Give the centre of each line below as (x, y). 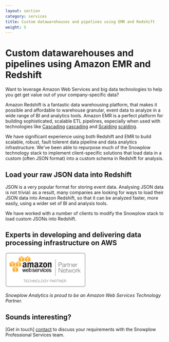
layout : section (23, 11)
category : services (26, 16)
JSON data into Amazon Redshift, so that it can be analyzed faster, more (82, 198)
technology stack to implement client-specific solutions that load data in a (83, 153)
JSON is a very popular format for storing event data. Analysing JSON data (85, 187)
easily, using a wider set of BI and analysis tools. (57, 203)
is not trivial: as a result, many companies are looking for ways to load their (85, 192)
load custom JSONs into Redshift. (41, 219)
